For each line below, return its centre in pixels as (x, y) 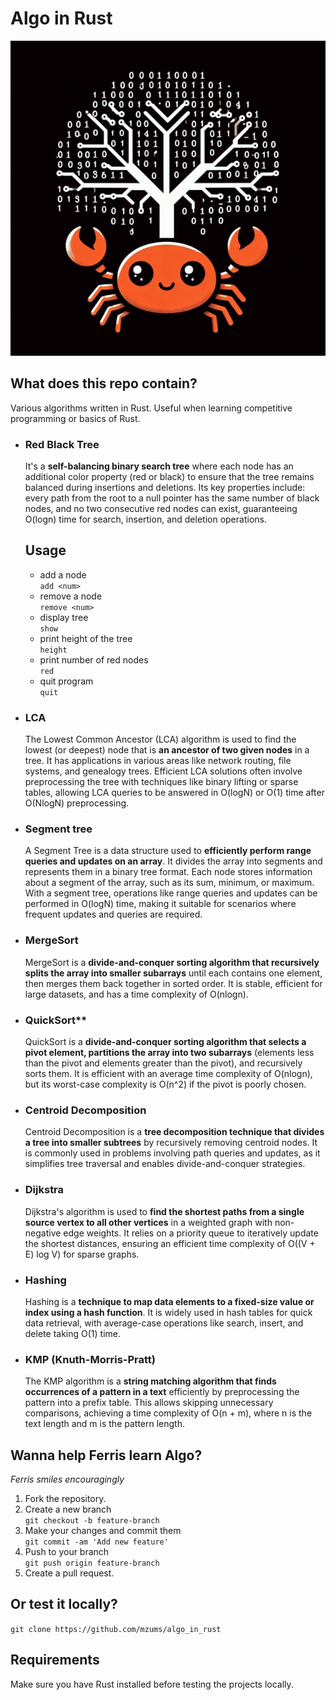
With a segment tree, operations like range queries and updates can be (171, 893)
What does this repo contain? (104, 383)
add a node (63, 574)
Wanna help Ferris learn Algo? (106, 1455)
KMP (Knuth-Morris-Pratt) (90, 1359)
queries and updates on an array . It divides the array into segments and (173, 861)
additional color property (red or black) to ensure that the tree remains (169, 477)
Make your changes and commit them (103, 1531)
